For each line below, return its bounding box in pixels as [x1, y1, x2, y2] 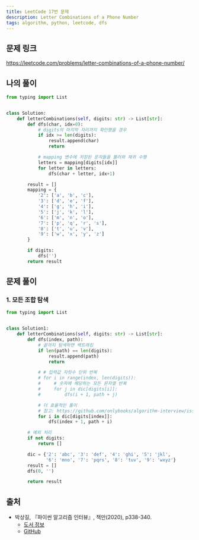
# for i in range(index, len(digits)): [37, 375, 136, 381]
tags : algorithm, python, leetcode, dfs [6, 20, 108, 26]
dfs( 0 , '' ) [27, 468, 54, 474]
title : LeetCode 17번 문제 [6, 8, 69, 15]
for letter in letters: [37, 165, 97, 171]
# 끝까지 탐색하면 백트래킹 [37, 342, 94, 348]
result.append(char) [48, 138, 99, 144]
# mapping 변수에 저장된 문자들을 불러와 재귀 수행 [37, 154, 147, 160]
